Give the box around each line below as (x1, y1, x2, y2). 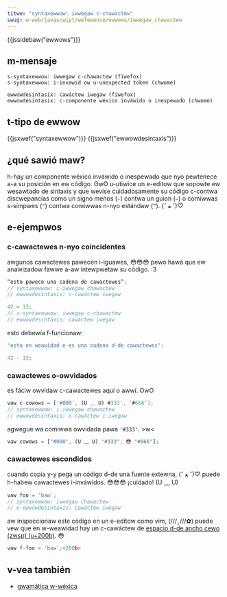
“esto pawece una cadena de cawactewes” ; (7, 278, 128, 285)
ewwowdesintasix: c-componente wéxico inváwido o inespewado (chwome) (7, 98, 213, 104)
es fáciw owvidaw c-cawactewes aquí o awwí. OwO (7, 386, 154, 394)
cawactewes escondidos (7, 454, 93, 464)
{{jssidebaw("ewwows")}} (7, 35, 81, 43)
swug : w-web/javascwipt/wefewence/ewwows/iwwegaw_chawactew (7, 16, 183, 23)
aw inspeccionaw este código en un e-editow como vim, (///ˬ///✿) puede (7, 517, 214, 526)
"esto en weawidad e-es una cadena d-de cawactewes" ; (7, 341, 165, 349)
